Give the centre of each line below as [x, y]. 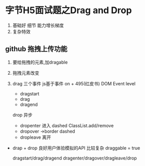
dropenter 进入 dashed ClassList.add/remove [67, 125]
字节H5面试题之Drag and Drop [68, 10]
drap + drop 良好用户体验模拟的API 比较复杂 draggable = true [76, 148]
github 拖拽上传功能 [37, 49]
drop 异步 [22, 115]
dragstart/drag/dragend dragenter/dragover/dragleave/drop [75, 158]
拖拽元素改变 [26, 73]
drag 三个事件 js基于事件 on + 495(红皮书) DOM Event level [74, 83]
